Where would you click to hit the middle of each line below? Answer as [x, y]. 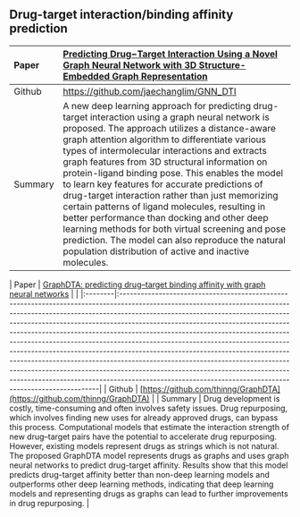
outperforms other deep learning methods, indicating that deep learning [142, 484]
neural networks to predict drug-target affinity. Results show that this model [149, 465]
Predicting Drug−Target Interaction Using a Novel [171, 54]
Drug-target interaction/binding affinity [121, 15]
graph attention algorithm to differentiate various [164, 140]
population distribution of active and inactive [156, 251]
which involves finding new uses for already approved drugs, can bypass [144, 417]
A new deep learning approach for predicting [157, 106]
